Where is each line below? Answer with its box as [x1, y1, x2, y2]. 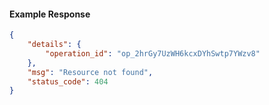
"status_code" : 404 [27, 76, 109, 87]
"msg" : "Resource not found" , [27, 67, 154, 77]
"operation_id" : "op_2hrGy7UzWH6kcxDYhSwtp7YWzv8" [45, 48, 261, 59]
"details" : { [27, 40, 82, 50]
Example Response [9, 8, 91, 20]
